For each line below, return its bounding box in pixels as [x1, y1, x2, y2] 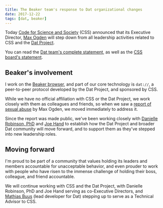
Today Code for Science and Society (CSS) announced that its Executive [5, 30, 151, 35]
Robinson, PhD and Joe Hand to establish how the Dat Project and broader [5, 121, 155, 127]
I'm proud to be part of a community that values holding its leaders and [5, 158, 147, 164]
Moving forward [5, 145, 55, 154]
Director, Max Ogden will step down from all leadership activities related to [5, 35, 155, 40]
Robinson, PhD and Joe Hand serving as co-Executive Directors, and [5, 188, 143, 194]
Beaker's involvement [5, 69, 73, 77]
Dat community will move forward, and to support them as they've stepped [5, 126, 155, 132]
